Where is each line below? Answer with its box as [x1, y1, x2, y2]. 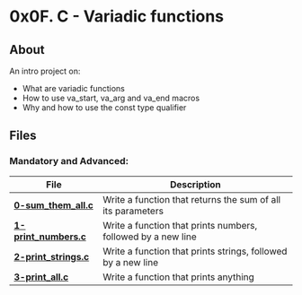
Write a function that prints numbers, [102, 219, 258, 231]
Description [169, 178, 222, 190]
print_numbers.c [13, 230, 87, 243]
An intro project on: [9, 65, 81, 76]
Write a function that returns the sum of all [102, 193, 281, 205]
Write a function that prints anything [102, 271, 254, 283]
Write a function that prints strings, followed [102, 245, 288, 257]
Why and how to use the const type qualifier [22, 102, 187, 113]
